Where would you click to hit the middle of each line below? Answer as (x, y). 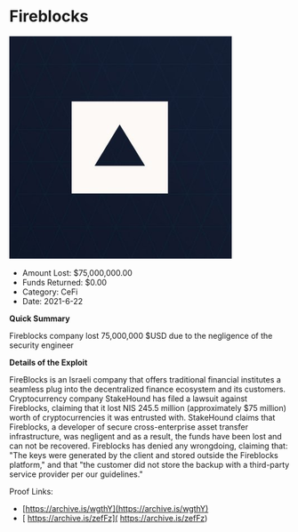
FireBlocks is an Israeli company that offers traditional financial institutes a (145, 379)
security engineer (41, 345)
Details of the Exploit (48, 362)
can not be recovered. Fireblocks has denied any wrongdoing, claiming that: (149, 446)
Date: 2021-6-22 (52, 301)
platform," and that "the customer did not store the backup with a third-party (149, 464)
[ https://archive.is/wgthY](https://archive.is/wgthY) (115, 508)
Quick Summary (40, 318)
